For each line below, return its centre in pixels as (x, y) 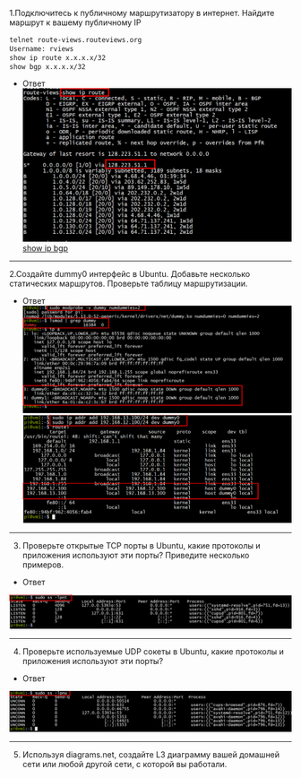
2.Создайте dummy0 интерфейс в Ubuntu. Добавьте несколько (130, 274)
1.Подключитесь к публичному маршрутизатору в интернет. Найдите (142, 13)
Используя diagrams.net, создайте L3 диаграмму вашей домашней (151, 755)
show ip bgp (45, 248)
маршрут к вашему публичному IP (75, 22)
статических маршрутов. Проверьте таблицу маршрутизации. (129, 284)
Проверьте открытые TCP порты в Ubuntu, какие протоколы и (142, 545)
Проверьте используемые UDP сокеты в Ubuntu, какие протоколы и (153, 651)
